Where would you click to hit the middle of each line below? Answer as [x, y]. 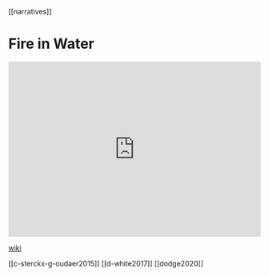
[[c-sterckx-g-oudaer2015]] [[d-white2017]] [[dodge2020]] [106, 263]
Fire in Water [51, 44]
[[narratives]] [30, 12]
